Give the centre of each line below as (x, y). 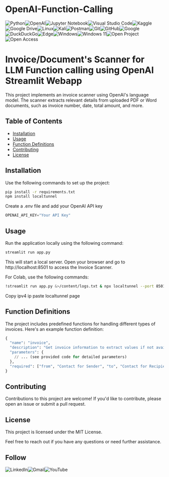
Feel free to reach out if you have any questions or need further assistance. (83, 442)
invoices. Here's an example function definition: (55, 329)
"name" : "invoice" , (30, 343)
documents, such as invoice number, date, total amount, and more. (74, 105)
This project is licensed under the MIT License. (54, 432)
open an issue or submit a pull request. (46, 404)
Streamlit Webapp (44, 81)
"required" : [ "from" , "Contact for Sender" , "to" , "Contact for (78, 366)
